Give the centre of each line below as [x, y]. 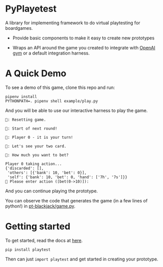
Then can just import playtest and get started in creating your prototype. [82, 259]
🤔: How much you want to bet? [37, 155]
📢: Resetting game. [26, 120]
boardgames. [19, 28]
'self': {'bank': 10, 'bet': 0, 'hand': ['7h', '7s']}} [67, 177]
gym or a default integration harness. [51, 53]
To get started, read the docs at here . [44, 240]
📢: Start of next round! [31, 128]
